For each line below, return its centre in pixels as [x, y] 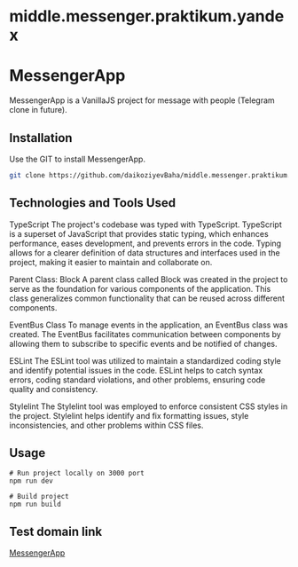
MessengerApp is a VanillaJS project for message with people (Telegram [142, 100]
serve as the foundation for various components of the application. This [140, 288]
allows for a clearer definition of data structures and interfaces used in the [145, 252]
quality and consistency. [54, 389]
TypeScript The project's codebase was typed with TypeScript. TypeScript [145, 224]
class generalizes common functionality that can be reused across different [147, 298]
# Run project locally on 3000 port [77, 473]
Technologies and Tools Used [92, 203]
